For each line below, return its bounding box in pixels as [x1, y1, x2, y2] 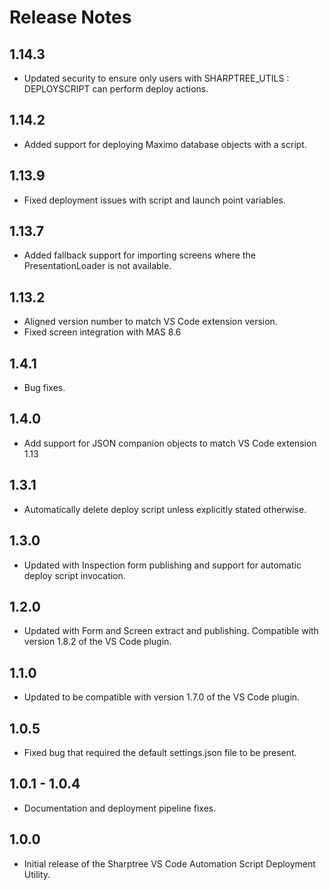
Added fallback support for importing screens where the [23, 249, 256, 261]
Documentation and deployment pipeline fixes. [23, 802, 217, 814]
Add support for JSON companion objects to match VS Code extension [23, 437, 317, 449]
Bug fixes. [23, 382, 66, 394]
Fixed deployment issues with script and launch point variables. [23, 194, 286, 206]
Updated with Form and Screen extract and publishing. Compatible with [23, 625, 319, 637]
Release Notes [9, 6, 132, 29]
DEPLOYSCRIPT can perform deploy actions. [23, 83, 209, 95]
